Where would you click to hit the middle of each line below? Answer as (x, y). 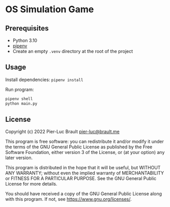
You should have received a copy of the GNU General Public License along (83, 194)
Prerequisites (27, 28)
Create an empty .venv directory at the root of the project (73, 51)
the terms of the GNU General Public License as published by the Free (79, 147)
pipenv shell (19, 99)
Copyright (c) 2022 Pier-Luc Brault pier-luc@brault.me (62, 132)
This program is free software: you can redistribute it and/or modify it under (84, 142)
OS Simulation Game (50, 9)
